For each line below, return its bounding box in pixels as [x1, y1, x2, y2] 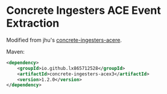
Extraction [6, 16, 60, 30]
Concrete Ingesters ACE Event [6, 4, 161, 17]
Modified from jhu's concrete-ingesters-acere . [6, 36, 122, 43]
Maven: [6, 48, 25, 55]
